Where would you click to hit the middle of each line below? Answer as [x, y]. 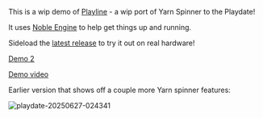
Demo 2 [21, 59]
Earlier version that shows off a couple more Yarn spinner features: [120, 90]
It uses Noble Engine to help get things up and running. [100, 27]
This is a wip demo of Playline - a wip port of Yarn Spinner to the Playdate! [132, 12]
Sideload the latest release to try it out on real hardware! [102, 43]
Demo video [29, 74]
